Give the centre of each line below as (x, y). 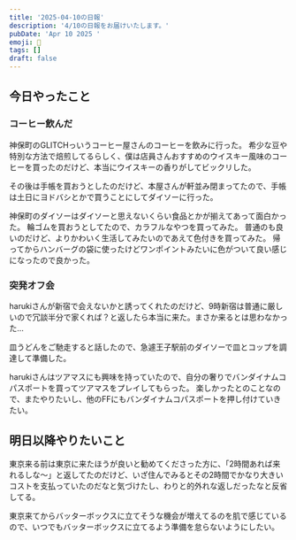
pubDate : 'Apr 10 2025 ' (55, 34)
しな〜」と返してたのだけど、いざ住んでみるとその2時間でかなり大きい (154, 474)
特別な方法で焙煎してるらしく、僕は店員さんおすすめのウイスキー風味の (140, 156)
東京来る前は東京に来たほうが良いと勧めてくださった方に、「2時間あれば (141, 463)
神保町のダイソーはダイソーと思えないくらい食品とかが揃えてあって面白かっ (148, 216)
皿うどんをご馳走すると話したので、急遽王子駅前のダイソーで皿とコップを (144, 347)
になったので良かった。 (52, 260)
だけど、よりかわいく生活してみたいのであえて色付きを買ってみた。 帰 (152, 238)
